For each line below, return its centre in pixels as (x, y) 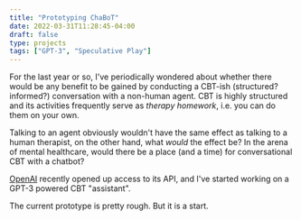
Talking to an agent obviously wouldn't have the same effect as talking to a (148, 133)
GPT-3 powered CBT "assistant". (70, 188)
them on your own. (44, 115)
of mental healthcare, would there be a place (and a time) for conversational (151, 152)
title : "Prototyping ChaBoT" (64, 18)
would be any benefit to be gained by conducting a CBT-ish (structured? (144, 87)
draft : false (34, 34)
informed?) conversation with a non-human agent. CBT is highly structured (149, 96)
